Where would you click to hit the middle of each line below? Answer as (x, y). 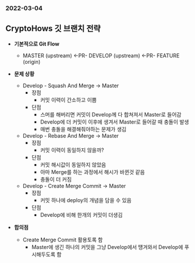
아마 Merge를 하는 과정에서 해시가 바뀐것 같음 (93, 172)
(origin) (32, 62)
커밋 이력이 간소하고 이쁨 (69, 100)
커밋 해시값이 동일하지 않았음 (73, 165)
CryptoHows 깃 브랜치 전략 (53, 28)
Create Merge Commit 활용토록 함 (63, 240)
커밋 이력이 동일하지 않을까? (72, 150)
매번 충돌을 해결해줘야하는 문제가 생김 (83, 129)
